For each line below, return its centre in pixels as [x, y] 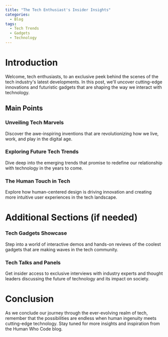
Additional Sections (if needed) [71, 217]
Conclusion [30, 299]
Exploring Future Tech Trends [42, 152]
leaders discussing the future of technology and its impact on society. [77, 278]
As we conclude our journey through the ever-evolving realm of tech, [76, 313]
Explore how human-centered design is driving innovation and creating [78, 192]
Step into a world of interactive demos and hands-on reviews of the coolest [83, 244]
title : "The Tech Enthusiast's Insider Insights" [58, 10]
